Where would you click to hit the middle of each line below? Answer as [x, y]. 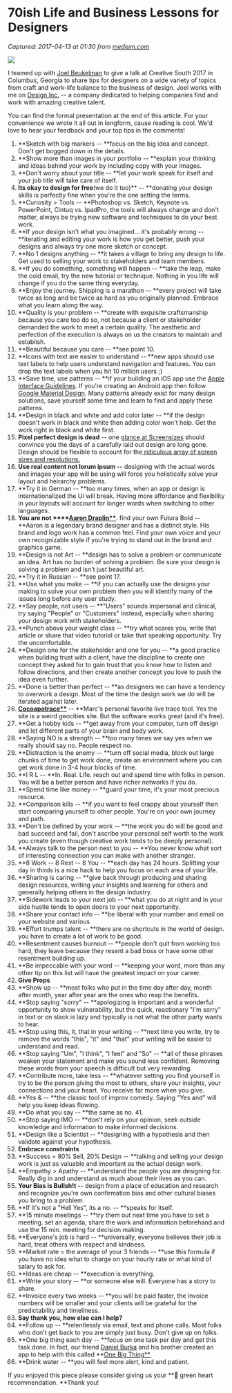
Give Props [34, 980]
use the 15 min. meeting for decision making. [81, 1229]
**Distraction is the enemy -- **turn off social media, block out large [116, 752]
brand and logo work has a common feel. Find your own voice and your [119, 532]
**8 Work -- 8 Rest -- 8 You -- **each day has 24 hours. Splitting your [119, 863]
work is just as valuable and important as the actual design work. [110, 1163]
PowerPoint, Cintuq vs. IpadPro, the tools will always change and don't [118, 209]
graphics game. [40, 547]
